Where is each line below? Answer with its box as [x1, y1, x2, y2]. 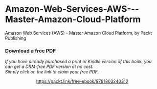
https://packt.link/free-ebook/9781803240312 [36, 78, 129, 84]
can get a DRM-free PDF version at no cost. [5, 64, 94, 69]
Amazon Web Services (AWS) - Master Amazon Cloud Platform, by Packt [5, 30, 153, 36]
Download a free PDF [5, 47, 56, 54]
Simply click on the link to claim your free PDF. [5, 69, 99, 75]
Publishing [5, 35, 26, 41]
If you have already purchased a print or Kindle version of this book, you [5, 59, 152, 65]
